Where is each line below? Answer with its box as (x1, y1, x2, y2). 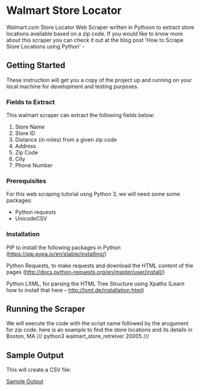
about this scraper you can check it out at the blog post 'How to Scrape (6, 36, 184, 43)
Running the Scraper (6, 304, 86, 314)
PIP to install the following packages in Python (6, 244, 121, 251)
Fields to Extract (6, 98, 55, 106)
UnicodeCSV (14, 215, 47, 222)
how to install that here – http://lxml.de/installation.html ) (6, 286, 145, 293)
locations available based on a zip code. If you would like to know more (6, 30, 183, 37)
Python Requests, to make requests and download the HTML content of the (6, 262, 194, 269)
